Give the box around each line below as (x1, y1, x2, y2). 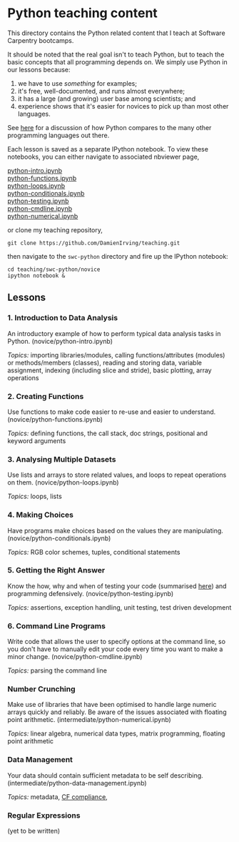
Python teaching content (7, 5, 158, 21)
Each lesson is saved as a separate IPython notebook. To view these (7, 144, 209, 153)
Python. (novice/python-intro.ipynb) (7, 337, 113, 345)
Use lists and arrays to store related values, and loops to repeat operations (7, 470, 227, 480)
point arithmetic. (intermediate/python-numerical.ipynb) (7, 715, 171, 724)
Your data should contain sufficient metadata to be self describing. (7, 771, 203, 780)
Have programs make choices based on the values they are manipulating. (7, 526, 223, 535)
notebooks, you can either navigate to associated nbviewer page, (7, 152, 200, 161)
